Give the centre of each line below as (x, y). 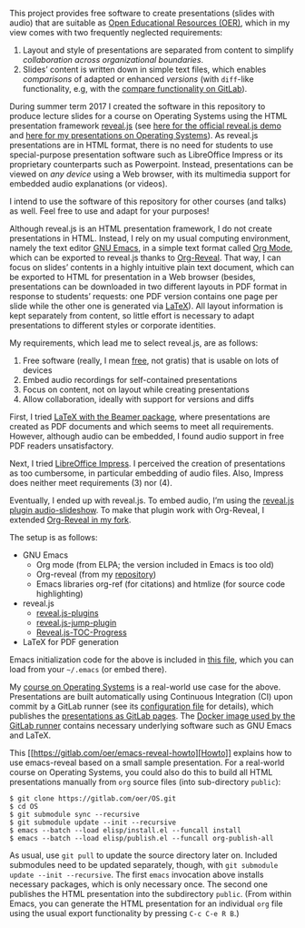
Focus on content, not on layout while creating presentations (136, 389)
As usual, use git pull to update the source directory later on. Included (143, 855)
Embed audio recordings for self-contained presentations (130, 380)
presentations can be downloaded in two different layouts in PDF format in (148, 287)
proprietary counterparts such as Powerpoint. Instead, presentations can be (151, 164)
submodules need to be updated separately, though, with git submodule (144, 865)
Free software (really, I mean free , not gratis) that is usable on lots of (151, 360)
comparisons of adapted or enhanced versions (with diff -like (138, 79)
